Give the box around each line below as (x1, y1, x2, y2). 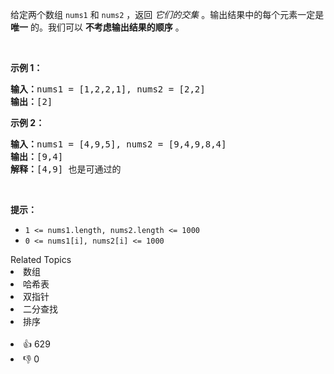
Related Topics (10, 254, 72, 265)
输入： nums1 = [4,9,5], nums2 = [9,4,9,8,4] (10, 139, 227, 150)
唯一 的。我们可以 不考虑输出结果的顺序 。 (10, 21, 185, 33)
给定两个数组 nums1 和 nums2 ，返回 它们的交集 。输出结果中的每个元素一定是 (10, 9, 325, 20)
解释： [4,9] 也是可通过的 (10, 164, 122, 175)
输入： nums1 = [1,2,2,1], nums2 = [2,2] (10, 84, 206, 95)
